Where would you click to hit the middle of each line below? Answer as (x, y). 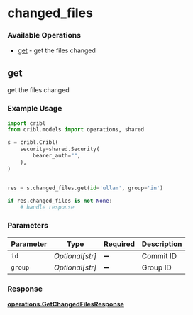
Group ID (156, 267)
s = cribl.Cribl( (33, 143)
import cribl (27, 123)
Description (162, 244)
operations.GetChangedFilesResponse (66, 304)
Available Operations (44, 35)
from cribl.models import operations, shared (76, 130)
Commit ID (159, 255)
